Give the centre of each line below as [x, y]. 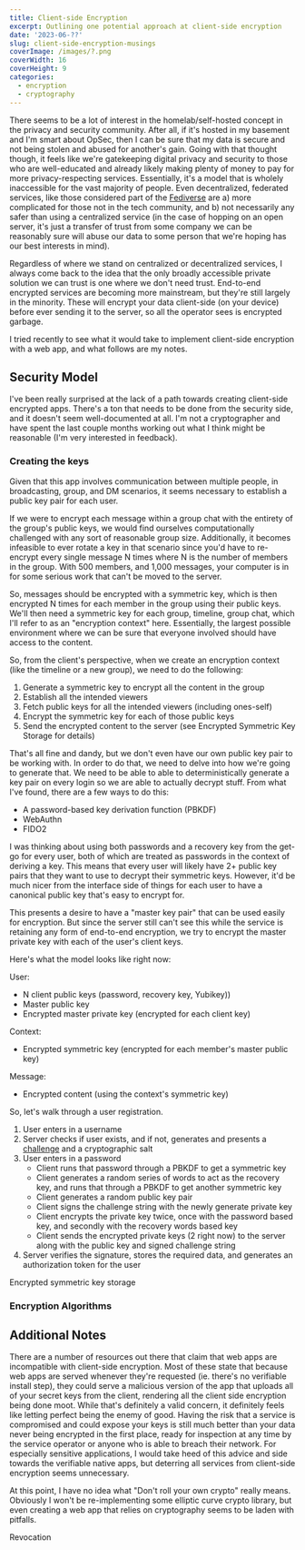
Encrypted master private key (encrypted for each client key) [137, 1013]
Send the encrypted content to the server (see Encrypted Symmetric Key [159, 725]
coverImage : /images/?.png [60, 52]
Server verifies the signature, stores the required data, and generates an [157, 1255]
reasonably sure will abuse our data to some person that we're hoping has [148, 236]
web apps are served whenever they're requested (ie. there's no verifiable [148, 1376]
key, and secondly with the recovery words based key [137, 1226]
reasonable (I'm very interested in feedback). [94, 438]
